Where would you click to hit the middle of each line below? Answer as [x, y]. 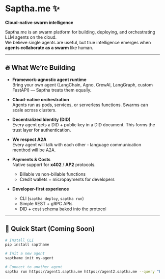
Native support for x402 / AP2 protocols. [54, 165]
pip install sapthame [27, 245]
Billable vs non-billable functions [53, 174]
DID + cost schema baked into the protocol [63, 209]
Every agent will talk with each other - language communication [77, 144]
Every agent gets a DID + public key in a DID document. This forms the [84, 125]
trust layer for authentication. [41, 130]
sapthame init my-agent [29, 258]
